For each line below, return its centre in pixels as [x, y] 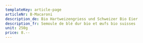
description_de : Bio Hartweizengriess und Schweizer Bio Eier [71, 19]
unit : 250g [17, 28]
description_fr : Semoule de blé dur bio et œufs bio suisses [70, 23]
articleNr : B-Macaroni [29, 14]
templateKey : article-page [33, 10]
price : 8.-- [18, 33]
